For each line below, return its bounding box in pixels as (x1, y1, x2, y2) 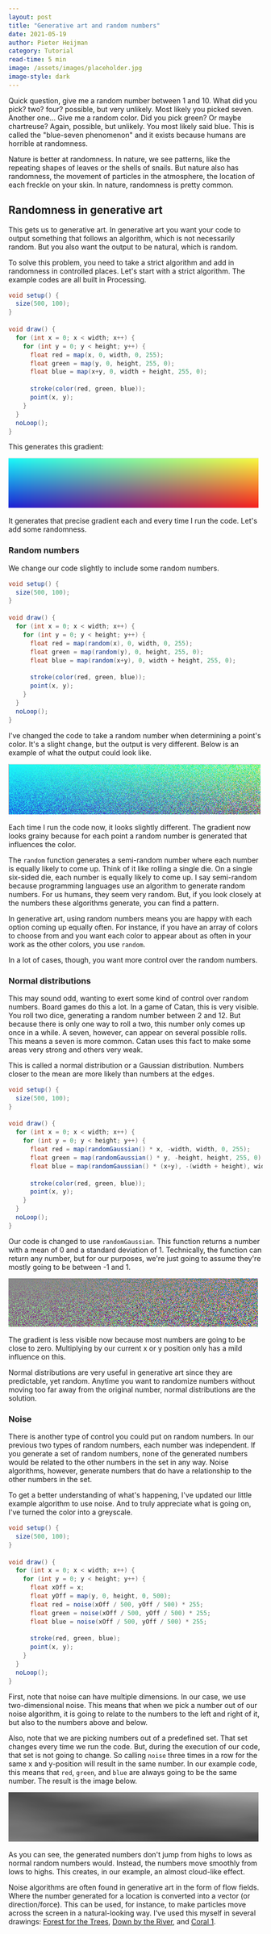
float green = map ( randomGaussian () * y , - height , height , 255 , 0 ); (29, 1154, 265, 1162)
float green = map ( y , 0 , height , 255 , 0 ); (29, 359, 175, 367)
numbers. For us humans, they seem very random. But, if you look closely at (8, 889, 262, 899)
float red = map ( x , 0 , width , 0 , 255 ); (29, 351, 165, 359)
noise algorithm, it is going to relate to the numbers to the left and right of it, (8, 1709, 260, 1719)
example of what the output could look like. (8, 747, 152, 758)
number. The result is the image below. (8, 1776, 137, 1786)
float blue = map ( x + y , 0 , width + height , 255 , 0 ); (29, 368, 207, 376)
